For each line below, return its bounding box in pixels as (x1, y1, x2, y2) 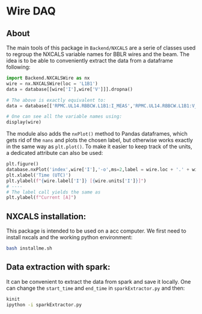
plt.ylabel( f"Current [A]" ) (6, 195, 77, 201)
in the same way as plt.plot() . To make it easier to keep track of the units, (6, 143, 192, 150)
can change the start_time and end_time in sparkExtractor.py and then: (6, 284, 185, 292)
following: (6, 63, 31, 71)
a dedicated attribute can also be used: (6, 149, 103, 157)
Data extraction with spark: (6, 262, 111, 272)
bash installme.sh (6, 245, 52, 251)
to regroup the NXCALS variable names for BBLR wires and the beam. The (6, 51, 190, 58)
